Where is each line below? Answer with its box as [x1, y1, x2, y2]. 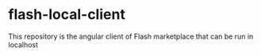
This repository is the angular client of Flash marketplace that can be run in [8, 32, 254, 41]
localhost [8, 39, 38, 49]
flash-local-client [8, 6, 125, 24]
